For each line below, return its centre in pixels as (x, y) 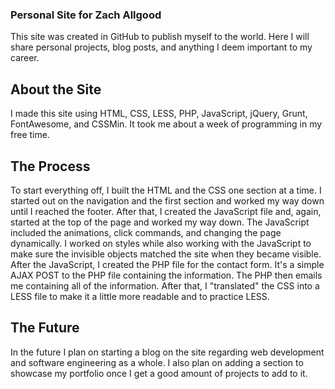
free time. (30, 135)
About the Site (56, 89)
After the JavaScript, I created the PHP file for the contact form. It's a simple (167, 264)
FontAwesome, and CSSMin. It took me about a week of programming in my (166, 124)
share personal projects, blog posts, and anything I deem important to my (161, 47)
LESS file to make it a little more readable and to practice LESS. (140, 296)
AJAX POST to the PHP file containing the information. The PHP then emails (166, 275)
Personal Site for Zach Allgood (86, 15)
